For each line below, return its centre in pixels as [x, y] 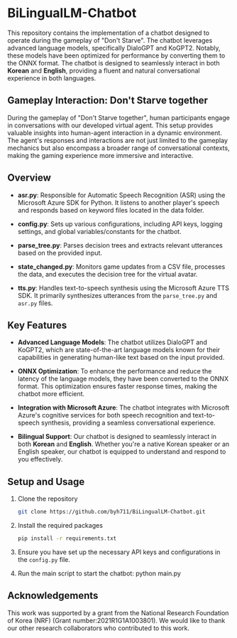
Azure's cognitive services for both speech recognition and [104, 415]
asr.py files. [35, 303]
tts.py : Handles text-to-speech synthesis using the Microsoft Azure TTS [123, 288]
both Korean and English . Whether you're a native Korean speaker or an [123, 444]
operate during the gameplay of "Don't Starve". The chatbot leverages [110, 40]
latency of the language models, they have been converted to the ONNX [123, 379]
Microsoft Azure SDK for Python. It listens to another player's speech [118, 202]
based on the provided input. [60, 252]
